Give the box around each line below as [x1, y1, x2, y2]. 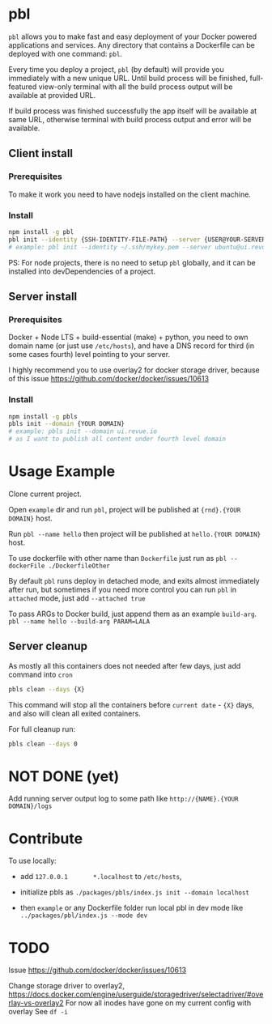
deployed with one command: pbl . [8, 49, 123, 58]
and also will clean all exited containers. [8, 708, 142, 718]
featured [8, 82, 37, 91]
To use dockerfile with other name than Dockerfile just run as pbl [8, 553, 227, 563]
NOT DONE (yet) [8, 767, 120, 785]
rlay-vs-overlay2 [8, 998, 64, 1008]
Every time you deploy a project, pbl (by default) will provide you [8, 64, 224, 74]
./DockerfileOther [48, 562, 111, 570]
